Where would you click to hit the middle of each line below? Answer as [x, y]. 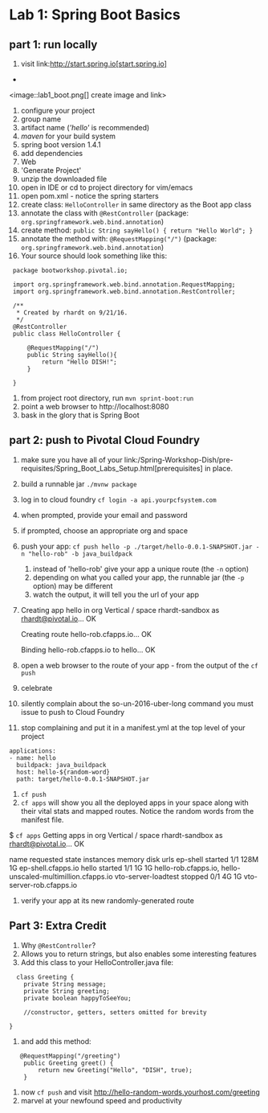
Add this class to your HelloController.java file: [97, 962]
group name [41, 119]
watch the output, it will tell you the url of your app [116, 594]
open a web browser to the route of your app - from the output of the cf [140, 665]
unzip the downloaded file [64, 179]
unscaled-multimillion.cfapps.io [61, 876]
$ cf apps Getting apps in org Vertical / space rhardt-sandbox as [116, 835]
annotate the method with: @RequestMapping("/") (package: [119, 238]
